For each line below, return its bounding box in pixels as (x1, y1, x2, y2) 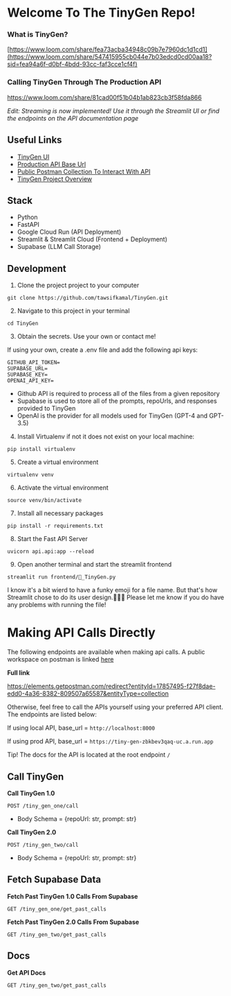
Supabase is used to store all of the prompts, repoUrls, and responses (17, 397, 217, 405)
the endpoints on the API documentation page (7, 114, 139, 122)
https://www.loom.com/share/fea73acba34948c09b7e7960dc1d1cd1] (9, 45, 207, 53)
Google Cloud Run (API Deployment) (17, 227, 122, 237)
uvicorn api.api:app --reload (7, 548, 95, 556)
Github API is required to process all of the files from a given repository (17, 390, 220, 398)
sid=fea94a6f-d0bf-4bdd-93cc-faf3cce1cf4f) (7, 60, 138, 69)
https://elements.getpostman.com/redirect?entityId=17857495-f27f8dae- (7, 682, 216, 691)
